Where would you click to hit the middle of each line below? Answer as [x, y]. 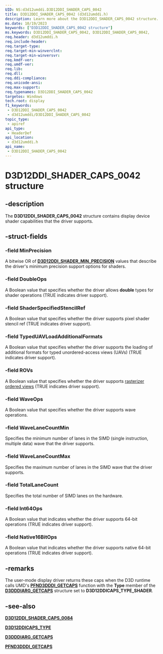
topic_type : [17, 119]
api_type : [15, 128]
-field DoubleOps [26, 279]
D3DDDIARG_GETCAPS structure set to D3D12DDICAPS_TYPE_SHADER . [79, 591]
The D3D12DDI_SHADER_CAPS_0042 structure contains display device [78, 216]
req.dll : [14, 74]
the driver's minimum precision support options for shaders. [66, 266]
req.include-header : [26, 42]
